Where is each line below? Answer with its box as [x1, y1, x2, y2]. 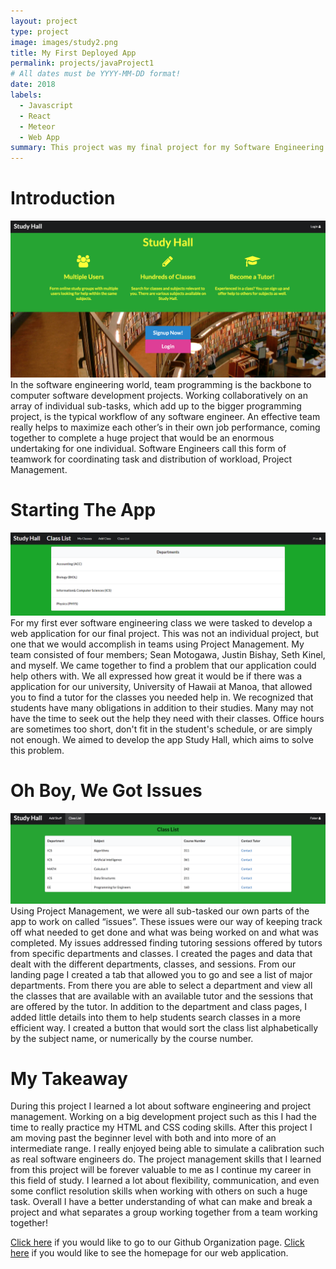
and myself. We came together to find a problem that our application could [10, 659, 317, 671]
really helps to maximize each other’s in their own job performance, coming [10, 421, 321, 434]
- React [19, 111, 52, 121]
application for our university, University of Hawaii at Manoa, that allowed [10, 680, 313, 692]
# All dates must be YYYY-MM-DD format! [10, 69, 182, 79]
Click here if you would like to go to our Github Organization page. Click [10, 1236, 305, 1249]
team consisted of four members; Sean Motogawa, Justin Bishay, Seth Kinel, [10, 648, 326, 660]
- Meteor [19, 121, 56, 132]
